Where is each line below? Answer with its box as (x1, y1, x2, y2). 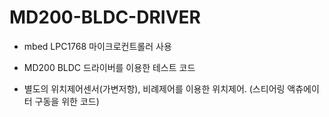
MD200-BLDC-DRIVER (9, 6, 201, 29)
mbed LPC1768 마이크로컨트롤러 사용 (23, 40, 172, 52)
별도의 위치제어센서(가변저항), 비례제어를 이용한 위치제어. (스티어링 (23, 82, 286, 95)
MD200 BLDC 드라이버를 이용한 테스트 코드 (23, 61, 196, 73)
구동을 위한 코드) (34, 95, 100, 107)
